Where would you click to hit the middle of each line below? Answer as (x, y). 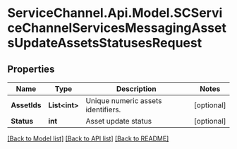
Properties (31, 69)
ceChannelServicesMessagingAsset (117, 28)
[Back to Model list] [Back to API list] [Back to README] (88, 138)
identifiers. (103, 109)
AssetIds (26, 105)
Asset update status (119, 121)
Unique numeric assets (124, 101)
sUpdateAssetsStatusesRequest (105, 43)
